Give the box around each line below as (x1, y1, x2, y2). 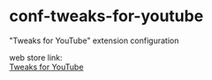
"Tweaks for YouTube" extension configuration (9, 35, 179, 46)
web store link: (9, 52, 64, 62)
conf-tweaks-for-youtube (9, 6, 204, 26)
